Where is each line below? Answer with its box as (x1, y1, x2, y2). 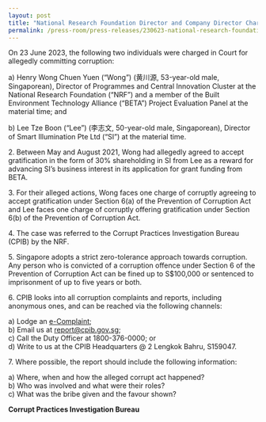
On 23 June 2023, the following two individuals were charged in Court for (8, 48, 249, 58)
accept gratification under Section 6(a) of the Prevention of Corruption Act (8, 196, 252, 206)
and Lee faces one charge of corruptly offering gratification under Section (8, 205, 250, 215)
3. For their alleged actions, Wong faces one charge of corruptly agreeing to (8, 188, 256, 198)
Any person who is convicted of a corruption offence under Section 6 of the (8, 260, 256, 270)
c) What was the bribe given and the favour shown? (8, 390, 177, 399)
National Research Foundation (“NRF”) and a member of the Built (8, 90, 220, 100)
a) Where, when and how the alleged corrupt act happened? (8, 373, 205, 382)
